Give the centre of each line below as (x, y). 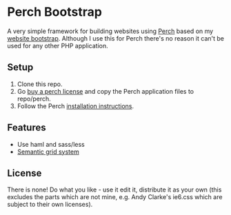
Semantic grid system (48, 152)
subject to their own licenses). (50, 205)
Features (27, 128)
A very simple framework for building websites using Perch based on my (110, 31)
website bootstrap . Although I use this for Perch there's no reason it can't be (115, 38)
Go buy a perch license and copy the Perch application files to (106, 91)
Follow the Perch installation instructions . (76, 106)
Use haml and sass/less (51, 144)
